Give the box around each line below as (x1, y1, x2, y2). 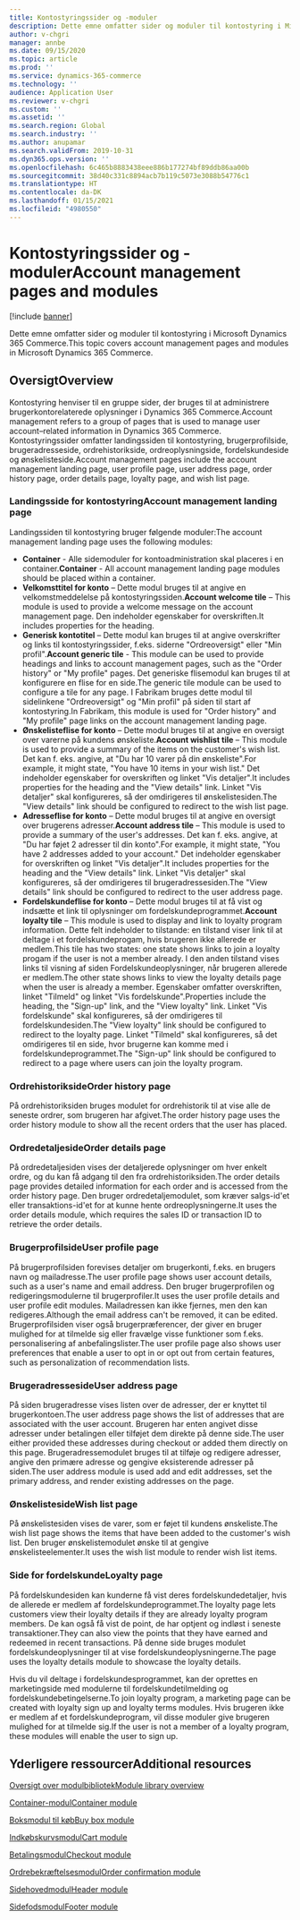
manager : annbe (9, 38, 66, 47)
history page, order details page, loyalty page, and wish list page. (9, 473, 250, 483)
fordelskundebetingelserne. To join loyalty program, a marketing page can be (9, 1693, 291, 1703)
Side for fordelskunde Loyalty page (9, 1569, 163, 1582)
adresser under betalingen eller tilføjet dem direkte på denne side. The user (9, 1428, 285, 1438)
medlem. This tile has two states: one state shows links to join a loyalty (21, 943, 280, 954)
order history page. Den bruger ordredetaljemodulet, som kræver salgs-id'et (9, 1190, 290, 1201)
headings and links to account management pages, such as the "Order (21, 658, 283, 669)
